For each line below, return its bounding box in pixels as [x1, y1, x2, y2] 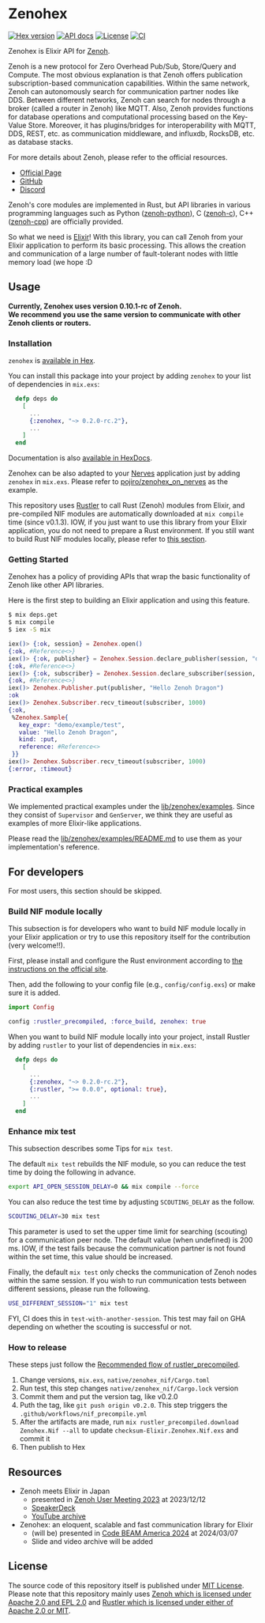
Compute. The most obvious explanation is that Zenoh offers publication [8, 70, 243, 79]
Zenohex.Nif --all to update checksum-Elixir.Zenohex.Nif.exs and [19, 1425, 239, 1436]
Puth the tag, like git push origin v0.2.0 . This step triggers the [19, 1401, 228, 1410]
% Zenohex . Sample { [11, 713, 69, 721]
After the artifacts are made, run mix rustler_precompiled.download [19, 1417, 239, 1427]
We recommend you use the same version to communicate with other [8, 309, 241, 319]
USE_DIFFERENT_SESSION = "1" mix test [8, 1300, 129, 1307]
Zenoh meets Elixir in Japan [19, 1486, 110, 1496]
